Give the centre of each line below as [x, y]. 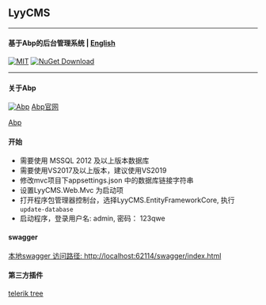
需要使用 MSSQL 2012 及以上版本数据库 [84, 160]
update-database [46, 210]
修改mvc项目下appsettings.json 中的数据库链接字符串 [106, 180]
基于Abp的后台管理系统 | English [62, 43]
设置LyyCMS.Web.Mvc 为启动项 [72, 190]
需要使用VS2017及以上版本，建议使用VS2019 [93, 171]
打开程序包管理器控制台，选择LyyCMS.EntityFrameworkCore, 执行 [127, 200]
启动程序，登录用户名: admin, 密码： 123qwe [92, 218]
